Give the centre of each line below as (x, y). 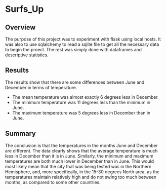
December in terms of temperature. (41, 87)
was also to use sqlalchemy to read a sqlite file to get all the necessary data (82, 44)
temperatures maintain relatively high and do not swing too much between (81, 177)
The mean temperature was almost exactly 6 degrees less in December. (85, 97)
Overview (21, 27)
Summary (21, 133)
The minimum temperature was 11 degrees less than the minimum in (81, 102)
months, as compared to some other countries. (53, 182)
